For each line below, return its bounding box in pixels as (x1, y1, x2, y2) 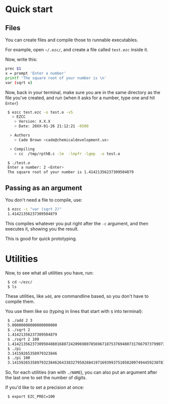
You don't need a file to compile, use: (5, 197, 82, 203)
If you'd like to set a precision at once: (5, 384, 84, 390)
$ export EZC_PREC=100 (7, 394, 55, 399)
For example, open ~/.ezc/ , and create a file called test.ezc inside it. (5, 47, 148, 52)
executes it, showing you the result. (5, 225, 79, 232)
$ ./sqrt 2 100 (7, 337, 39, 342)
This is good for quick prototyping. (5, 235, 77, 241)
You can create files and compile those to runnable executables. (5, 37, 138, 43)
